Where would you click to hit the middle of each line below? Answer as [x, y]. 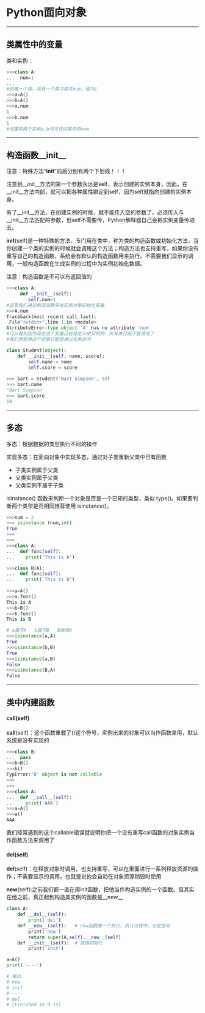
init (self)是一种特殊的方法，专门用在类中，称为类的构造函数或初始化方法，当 [103, 241]
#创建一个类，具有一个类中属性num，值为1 [52, 89]
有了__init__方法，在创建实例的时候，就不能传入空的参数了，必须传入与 [95, 212]
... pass [19, 757]
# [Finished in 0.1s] [34, 1005]
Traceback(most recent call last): [52, 317]
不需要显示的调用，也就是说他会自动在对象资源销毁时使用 [89, 877]
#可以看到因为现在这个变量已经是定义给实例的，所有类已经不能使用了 [80, 334]
